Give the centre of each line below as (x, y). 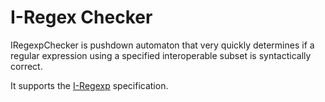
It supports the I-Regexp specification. (89, 85)
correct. (26, 66)
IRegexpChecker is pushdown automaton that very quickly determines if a (162, 45)
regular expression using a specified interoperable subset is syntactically (161, 55)
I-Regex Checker (81, 17)
